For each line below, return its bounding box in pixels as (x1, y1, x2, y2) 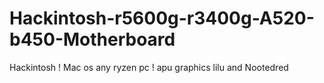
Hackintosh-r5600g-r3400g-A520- (9, 7, 315, 30)
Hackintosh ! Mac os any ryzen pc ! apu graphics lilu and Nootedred (9, 61, 289, 73)
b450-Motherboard (9, 28, 176, 51)
